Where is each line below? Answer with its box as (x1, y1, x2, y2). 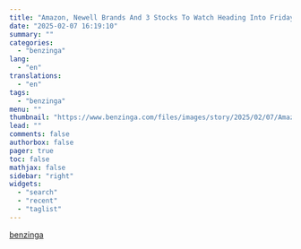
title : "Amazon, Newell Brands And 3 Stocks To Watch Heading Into (9, 13, 267, 22)
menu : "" (9, 105, 42, 114)
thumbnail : (9, 113, 50, 122)
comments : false (9, 130, 70, 139)
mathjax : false (9, 163, 66, 172)
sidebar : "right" (9, 171, 74, 180)
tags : (9, 88, 30, 97)
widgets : (9, 180, 42, 189)
